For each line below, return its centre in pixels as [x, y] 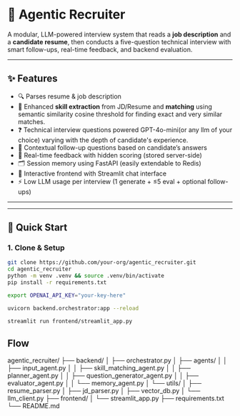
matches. [31, 121]
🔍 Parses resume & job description [69, 96]
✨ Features [32, 79]
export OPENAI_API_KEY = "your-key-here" [67, 295]
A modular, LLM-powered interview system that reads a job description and [119, 34]
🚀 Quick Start [37, 228]
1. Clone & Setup [36, 248]
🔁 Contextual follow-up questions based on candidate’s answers [112, 147]
